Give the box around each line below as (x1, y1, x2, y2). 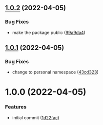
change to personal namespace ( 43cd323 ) (12, 69, 99, 75)
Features (5, 104, 27, 110)
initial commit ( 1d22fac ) (12, 114, 60, 121)
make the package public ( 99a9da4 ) (12, 29, 85, 36)
